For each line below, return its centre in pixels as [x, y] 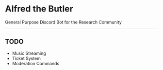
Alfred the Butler [39, 9]
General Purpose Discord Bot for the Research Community [64, 22]
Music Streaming [29, 53]
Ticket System [26, 58]
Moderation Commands [36, 63]
